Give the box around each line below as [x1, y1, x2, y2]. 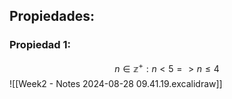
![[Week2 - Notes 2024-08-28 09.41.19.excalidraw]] [9, 78, 223, 90]
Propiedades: [9, 8, 95, 25]
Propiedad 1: [9, 38, 71, 52]
